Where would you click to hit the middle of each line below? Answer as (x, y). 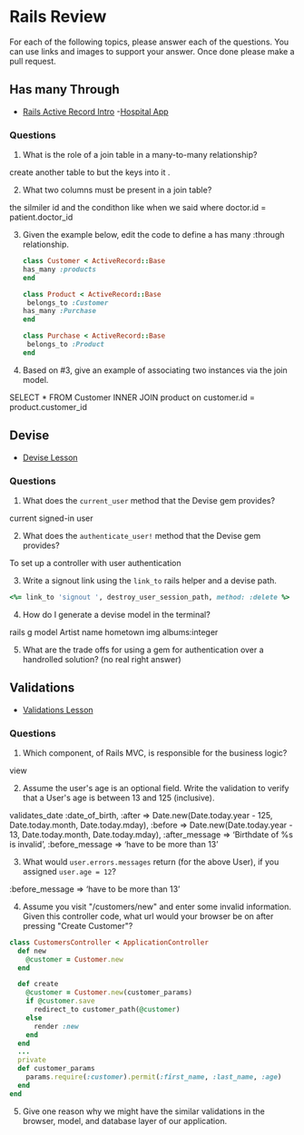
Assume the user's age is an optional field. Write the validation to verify (156, 788)
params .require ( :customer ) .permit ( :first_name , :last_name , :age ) (154, 1077)
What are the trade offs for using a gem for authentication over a (143, 650)
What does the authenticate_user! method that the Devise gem (142, 535)
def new (32, 951)
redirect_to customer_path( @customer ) (107, 1010)
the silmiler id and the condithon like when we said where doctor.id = (138, 208)
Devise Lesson (50, 457)
